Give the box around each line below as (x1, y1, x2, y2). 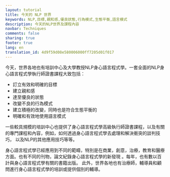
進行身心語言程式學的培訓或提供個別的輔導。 (9, 166, 103, 172)
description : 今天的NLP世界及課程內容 (5, 21, 79, 27)
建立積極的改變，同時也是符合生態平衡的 (12, 107, 97, 113)
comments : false (5, 31, 39, 36)
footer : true (5, 40, 33, 46)
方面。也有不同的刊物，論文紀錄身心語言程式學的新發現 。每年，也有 (5, 153, 148, 159)
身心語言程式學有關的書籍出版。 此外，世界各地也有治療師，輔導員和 (14, 160, 157, 166)
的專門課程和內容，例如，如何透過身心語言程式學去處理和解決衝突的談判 (5, 130, 156, 136)
